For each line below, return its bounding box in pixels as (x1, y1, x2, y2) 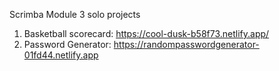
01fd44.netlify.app (23, 49, 99, 61)
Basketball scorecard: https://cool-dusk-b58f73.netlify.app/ (23, 28, 270, 39)
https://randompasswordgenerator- (113, 39, 260, 50)
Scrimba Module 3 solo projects (9, 9, 141, 20)
